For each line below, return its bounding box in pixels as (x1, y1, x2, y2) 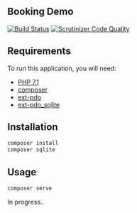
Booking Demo (7, 6, 74, 18)
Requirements (7, 45, 71, 58)
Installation (7, 121, 58, 133)
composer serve (7, 185, 53, 192)
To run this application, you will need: (7, 64, 116, 72)
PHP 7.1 (17, 77, 39, 86)
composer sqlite (7, 146, 55, 153)
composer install (7, 140, 59, 147)
